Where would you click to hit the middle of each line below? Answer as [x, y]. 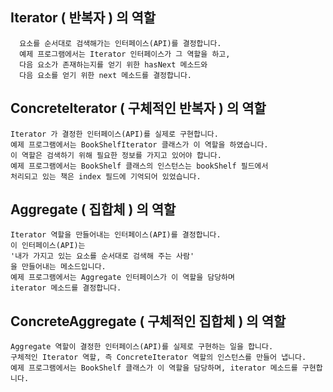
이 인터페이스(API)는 [48, 246]
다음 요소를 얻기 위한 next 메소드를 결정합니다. [105, 75]
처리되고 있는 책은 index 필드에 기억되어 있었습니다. [106, 176]
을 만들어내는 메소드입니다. [58, 267]
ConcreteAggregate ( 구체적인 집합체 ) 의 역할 [148, 321]
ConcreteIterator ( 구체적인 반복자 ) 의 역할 [138, 108]
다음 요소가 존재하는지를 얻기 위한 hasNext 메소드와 [113, 64]
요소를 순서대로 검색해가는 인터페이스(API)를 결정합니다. [120, 43]
